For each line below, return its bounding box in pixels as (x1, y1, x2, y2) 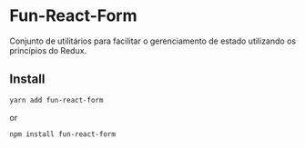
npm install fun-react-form (9, 129, 117, 139)
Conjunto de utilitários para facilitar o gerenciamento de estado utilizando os (9, 35, 297, 46)
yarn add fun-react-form (9, 95, 104, 104)
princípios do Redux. (9, 44, 87, 55)
